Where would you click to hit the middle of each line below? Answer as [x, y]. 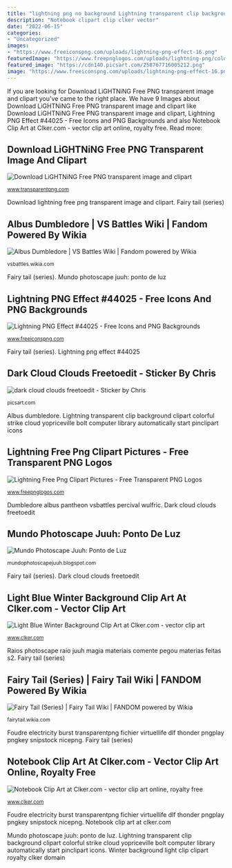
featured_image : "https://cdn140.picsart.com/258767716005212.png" [106, 65]
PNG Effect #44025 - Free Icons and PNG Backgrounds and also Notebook [114, 120]
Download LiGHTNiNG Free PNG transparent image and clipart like [102, 106]
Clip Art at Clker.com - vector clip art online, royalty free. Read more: [105, 128]
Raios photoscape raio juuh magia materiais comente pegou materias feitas [114, 651]
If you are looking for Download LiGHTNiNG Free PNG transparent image [110, 91]
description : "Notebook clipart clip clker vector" [83, 20]
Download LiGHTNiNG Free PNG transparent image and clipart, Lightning [111, 113]
